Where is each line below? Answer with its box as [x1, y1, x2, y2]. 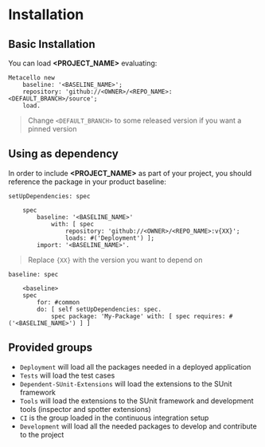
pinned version [27, 124, 77, 133]
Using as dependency [8, 147, 119, 161]
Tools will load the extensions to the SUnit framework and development [19, 396, 254, 406]
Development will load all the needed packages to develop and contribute [19, 421, 257, 431]
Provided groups [8, 341, 93, 355]
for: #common [37, 298, 80, 306]
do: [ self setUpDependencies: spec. [37, 305, 162, 313]
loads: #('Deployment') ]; [64, 233, 155, 242]
